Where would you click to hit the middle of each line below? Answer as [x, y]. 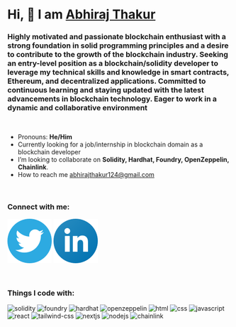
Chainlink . [33, 167]
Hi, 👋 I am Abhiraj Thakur [82, 15]
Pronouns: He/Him [45, 137]
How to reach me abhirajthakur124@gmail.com [86, 175]
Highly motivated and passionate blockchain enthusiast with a [117, 37]
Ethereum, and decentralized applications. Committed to [107, 81]
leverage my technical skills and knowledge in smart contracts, [118, 73]
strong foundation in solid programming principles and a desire [118, 45]
